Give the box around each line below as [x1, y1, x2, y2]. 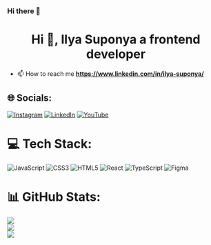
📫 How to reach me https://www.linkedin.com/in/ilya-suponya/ [17, 69, 205, 78]
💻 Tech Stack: [7, 136, 92, 151]
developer [86, 46, 146, 62]
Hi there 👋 [7, 6, 41, 16]
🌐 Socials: [7, 92, 52, 104]
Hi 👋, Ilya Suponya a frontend [31, 32, 201, 48]
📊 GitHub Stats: [7, 189, 101, 204]
